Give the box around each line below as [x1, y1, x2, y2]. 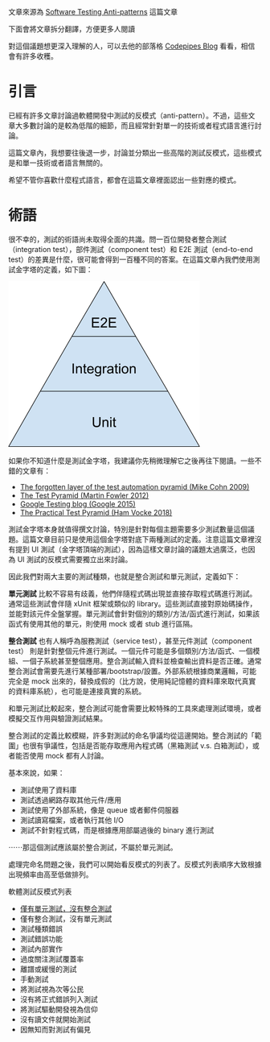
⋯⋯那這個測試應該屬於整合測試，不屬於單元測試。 [8, 842, 178, 852]
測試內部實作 [19, 944, 63, 953]
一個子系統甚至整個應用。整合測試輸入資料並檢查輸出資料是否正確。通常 [22, 655, 262, 666]
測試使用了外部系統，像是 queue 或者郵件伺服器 [19, 804, 179, 815]
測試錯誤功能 [19, 933, 63, 944]
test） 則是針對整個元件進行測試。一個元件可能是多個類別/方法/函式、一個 [8, 646, 253, 655]
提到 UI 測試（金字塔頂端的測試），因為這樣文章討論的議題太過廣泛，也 [14, 544, 249, 554]
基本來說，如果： [8, 767, 65, 777]
